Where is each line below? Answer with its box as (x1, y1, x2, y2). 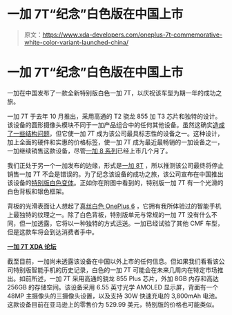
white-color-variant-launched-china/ (23, 38, 129, 46)
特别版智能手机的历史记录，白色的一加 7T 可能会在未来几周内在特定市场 (12, 265, 217, 274)
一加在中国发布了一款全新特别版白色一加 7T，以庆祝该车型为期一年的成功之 (7, 88, 222, 97)
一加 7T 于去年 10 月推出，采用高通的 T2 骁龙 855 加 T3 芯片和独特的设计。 (7, 112, 222, 120)
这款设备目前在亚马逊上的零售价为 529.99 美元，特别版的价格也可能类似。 (7, 300, 219, 308)
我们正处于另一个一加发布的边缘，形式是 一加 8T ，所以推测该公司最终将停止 (7, 161, 224, 169)
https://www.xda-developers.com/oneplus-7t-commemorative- (42, 30, 223, 39)
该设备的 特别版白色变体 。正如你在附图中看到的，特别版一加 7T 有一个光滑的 (7, 178, 224, 187)
